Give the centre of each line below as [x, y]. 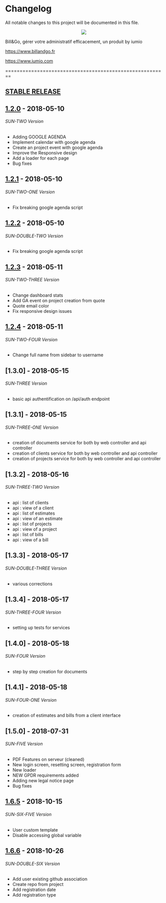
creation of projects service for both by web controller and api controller [86, 459]
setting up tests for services [41, 628]
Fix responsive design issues [42, 311]
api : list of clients [30, 503]
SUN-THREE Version [26, 383]
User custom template [35, 830]
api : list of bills [28, 535]
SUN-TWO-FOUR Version [31, 339]
